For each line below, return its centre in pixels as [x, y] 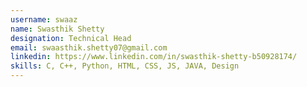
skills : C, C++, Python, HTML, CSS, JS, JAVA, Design [125, 66]
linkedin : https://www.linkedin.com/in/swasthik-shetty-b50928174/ [154, 57]
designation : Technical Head [71, 38]
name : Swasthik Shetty [57, 29]
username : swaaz [44, 19]
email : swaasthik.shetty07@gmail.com [89, 47]
